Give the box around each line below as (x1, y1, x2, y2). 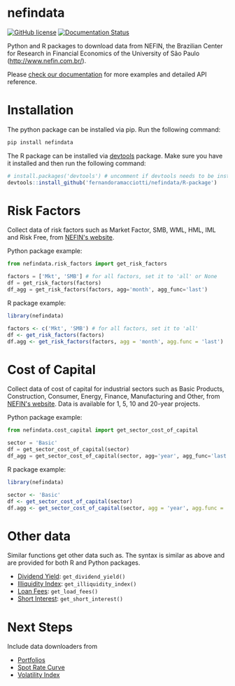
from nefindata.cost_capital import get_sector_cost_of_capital (7, 427, 199, 434)
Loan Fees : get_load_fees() (17, 587, 99, 596)
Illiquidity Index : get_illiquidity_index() (17, 579, 137, 588)
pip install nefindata (7, 139, 73, 146)
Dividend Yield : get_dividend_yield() (17, 572, 126, 581)
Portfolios (17, 656, 45, 664)
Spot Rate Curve (17, 664, 65, 672)
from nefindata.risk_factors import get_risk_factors (7, 261, 168, 268)
